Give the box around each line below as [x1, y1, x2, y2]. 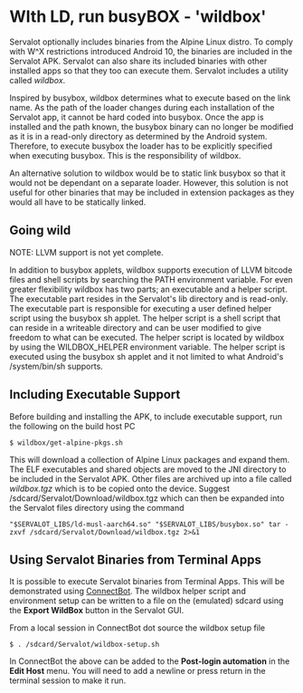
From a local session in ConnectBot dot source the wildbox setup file [9, 622, 266, 633]
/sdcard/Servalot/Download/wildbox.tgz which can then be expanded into [9, 492, 285, 504]
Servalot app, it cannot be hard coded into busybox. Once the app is [9, 111, 264, 122]
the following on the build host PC [9, 420, 136, 431]
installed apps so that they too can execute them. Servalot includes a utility [9, 65, 289, 76]
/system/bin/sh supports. [9, 361, 104, 371]
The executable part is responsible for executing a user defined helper [9, 303, 272, 313]
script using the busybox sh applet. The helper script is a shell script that [9, 313, 281, 323]
